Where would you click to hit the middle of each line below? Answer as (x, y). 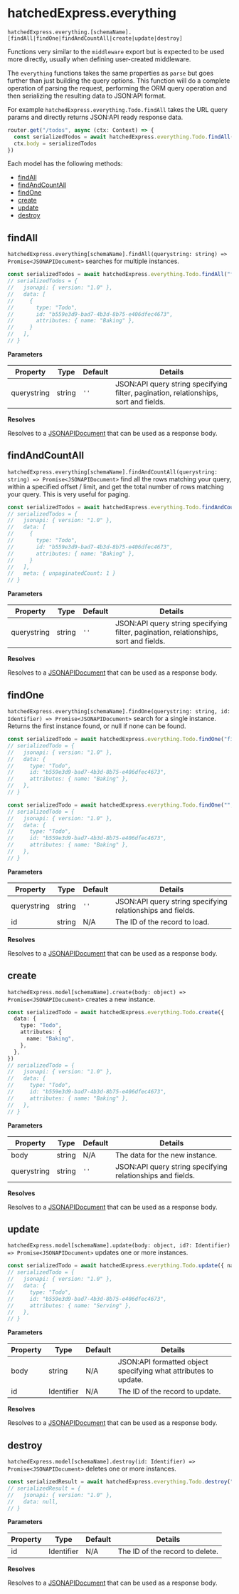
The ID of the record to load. (162, 921)
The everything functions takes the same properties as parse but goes (111, 73)
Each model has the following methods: (65, 164)
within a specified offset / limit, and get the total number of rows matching (116, 486)
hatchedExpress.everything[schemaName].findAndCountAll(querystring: (113, 472)
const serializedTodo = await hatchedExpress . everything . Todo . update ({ (116, 1266)
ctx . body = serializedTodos (55, 143)
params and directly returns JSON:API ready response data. (95, 117)
